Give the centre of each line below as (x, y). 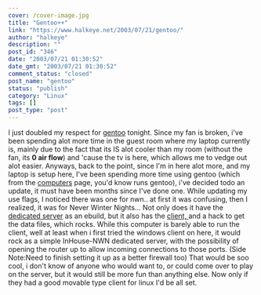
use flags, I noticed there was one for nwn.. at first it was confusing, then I (128, 199)
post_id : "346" (33, 52)
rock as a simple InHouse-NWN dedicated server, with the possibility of (123, 241)
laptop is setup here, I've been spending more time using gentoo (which (124, 174)
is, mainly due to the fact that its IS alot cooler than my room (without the (125, 149)
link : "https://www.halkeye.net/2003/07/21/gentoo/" (96, 30)
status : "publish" (38, 88)
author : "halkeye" (38, 37)
